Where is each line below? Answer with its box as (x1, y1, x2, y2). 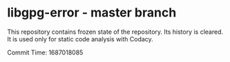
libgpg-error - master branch (7, 5, 177, 21)
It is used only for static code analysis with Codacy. (7, 34, 153, 43)
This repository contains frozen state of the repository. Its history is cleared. (7, 28, 223, 36)
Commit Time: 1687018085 (7, 48, 84, 56)
